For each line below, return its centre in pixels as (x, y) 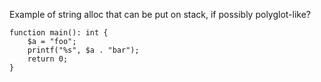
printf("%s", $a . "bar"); (83, 50)
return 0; (48, 59)
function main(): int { (59, 33)
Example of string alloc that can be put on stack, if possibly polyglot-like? (160, 14)
